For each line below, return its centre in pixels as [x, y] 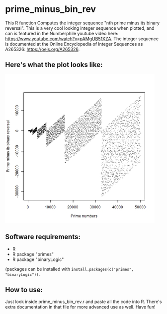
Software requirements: [43, 237]
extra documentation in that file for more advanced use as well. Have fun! [80, 307]
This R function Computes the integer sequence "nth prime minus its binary [83, 23]
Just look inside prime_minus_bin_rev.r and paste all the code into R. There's [83, 302]
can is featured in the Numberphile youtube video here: [62, 33]
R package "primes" [33, 254]
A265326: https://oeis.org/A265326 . [42, 49]
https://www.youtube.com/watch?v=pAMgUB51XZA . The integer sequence [82, 39]
